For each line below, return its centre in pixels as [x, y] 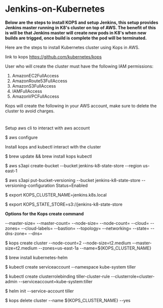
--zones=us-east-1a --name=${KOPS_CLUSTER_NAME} [95, 248]
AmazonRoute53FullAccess [40, 81]
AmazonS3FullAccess [34, 86]
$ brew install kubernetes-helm [36, 258]
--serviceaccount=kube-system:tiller [56, 282]
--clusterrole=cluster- [133, 276]
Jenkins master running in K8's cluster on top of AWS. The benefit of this [81, 27]
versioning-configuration [30, 185]
